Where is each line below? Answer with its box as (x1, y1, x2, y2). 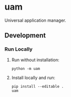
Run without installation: (11, 57, 60, 63)
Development (4, 31, 46, 40)
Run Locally (4, 46, 33, 53)
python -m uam (11, 66, 40, 71)
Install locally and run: (11, 74, 56, 81)
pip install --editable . (11, 84, 64, 89)
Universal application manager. (4, 17, 66, 23)
